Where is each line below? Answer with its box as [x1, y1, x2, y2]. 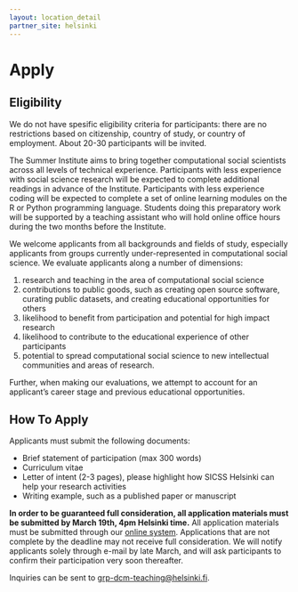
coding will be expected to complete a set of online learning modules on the [9, 192, 287, 203]
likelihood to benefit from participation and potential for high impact [21, 312, 270, 323]
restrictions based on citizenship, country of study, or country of [9, 128, 246, 139]
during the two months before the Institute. [9, 221, 166, 231]
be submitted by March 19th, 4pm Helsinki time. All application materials [9, 517, 279, 528]
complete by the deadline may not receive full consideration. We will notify [9, 536, 283, 547]
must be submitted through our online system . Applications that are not [9, 527, 270, 538]
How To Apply [9, 411, 89, 427]
